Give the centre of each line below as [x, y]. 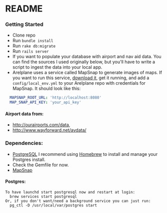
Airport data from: [24, 114]
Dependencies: [24, 143]
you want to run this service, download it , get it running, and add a [81, 78]
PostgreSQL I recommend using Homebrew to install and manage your [85, 154]
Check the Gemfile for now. [40, 165]
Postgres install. [29, 159]
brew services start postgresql [43, 196]
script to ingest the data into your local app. [57, 67]
